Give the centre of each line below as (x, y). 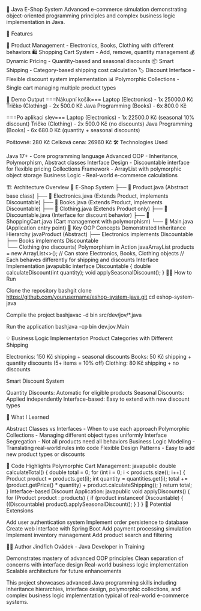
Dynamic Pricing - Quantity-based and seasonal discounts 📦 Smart (90, 61)
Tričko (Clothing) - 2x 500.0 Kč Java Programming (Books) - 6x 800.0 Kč (97, 106)
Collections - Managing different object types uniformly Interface (86, 435)
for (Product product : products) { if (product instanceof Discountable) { (95, 498)
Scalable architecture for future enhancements (64, 571)
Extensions (20, 510)
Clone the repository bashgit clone (49, 290)
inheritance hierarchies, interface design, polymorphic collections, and (94, 589)
